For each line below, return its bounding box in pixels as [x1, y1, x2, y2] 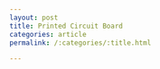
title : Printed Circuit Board [9, 22, 124, 30]
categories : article [9, 30, 88, 39]
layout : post [9, 13, 59, 22]
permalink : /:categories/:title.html [9, 38, 152, 47]
